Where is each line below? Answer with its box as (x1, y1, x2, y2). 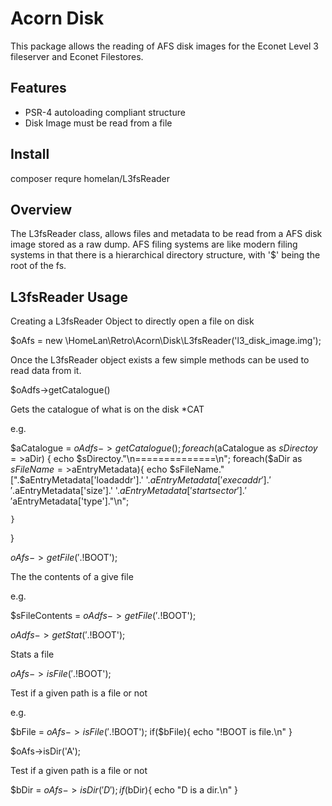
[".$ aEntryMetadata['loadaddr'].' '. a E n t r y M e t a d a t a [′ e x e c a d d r (10, 474, 262, 486)
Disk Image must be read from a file (24, 117, 173, 129)
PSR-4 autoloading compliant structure (24, 106, 186, 118)
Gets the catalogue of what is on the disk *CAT (10, 403, 205, 416)
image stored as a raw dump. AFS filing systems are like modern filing (10, 238, 298, 251)
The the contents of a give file (10, 571, 134, 583)
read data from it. (10, 365, 82, 377)
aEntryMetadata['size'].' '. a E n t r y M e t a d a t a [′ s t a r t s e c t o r (14, 485, 238, 497)
